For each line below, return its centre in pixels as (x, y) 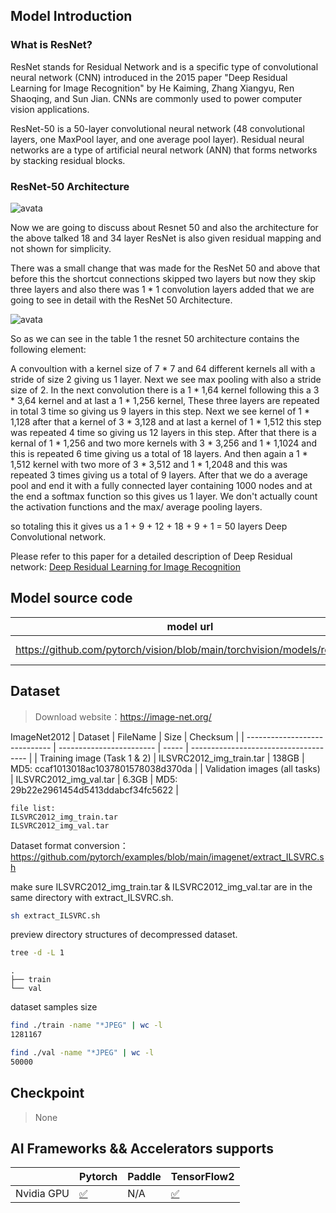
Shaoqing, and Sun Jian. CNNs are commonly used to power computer (156, 98)
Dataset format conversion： (69, 845)
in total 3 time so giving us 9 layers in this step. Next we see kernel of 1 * (160, 411)
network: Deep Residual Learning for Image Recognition (125, 566)
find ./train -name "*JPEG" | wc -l (86, 1025)
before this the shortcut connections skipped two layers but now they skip (163, 278)
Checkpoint (47, 1093)
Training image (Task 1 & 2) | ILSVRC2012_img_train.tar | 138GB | (172, 758)
